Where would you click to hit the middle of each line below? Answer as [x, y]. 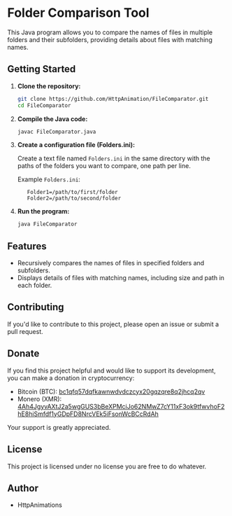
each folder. [35, 286]
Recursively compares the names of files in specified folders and [111, 263]
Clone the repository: [49, 86]
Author [23, 488]
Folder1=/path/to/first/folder [72, 193]
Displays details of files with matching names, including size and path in [121, 278]
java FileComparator [47, 224]
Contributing [36, 307]
